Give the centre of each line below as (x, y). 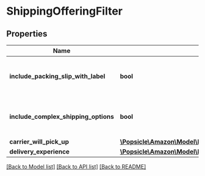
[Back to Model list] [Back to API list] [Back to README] (76, 167)
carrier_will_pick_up (39, 142)
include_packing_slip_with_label (57, 76)
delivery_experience (40, 152)
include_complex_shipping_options (62, 117)
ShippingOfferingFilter (65, 11)
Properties (27, 34)
